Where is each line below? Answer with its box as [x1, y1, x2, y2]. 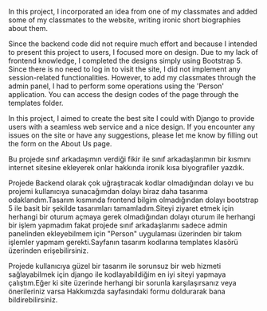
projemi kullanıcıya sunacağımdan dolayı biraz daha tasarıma [8, 187, 209, 196]
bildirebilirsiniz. [8, 295, 58, 305]
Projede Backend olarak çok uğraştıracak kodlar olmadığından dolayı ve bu [8, 178, 253, 188]
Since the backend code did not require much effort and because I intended [8, 39, 257, 49]
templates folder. [8, 99, 64, 107]
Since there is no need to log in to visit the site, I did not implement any [8, 64, 241, 74]
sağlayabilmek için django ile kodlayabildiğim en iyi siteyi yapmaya [8, 270, 226, 279]
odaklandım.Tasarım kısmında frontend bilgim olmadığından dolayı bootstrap [8, 195, 259, 204]
